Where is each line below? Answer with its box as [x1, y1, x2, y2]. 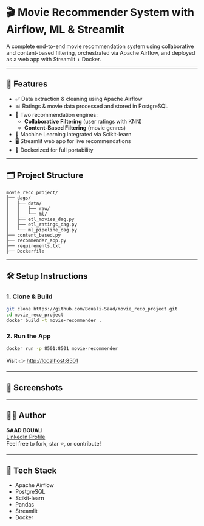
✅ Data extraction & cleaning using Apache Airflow [15, 95, 143, 102]
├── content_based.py [6, 232, 61, 238]
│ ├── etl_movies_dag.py [6, 216, 75, 222]
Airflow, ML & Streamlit [6, 23, 124, 37]
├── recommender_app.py [6, 237, 67, 244]
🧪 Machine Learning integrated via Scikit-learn [15, 130, 132, 138]
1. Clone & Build [6, 292, 53, 301]
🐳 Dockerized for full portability [15, 146, 93, 153]
